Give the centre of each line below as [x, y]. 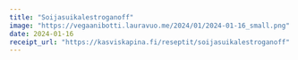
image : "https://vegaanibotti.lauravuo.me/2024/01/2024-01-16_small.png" [150, 26]
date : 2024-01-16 [42, 34]
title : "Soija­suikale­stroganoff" [72, 17]
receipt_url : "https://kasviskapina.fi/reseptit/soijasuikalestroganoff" [150, 42]
